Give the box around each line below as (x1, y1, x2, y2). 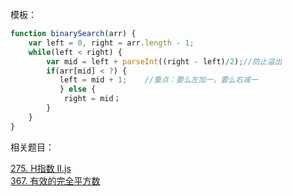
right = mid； (63, 94, 122, 104)
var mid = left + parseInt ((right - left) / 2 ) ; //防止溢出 (46, 56, 283, 67)
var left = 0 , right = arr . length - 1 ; (28, 38, 195, 48)
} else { (59, 84, 97, 95)
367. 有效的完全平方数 (10, 174, 101, 187)
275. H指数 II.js (10, 162, 72, 174)
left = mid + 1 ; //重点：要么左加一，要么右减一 (59, 75, 258, 85)
